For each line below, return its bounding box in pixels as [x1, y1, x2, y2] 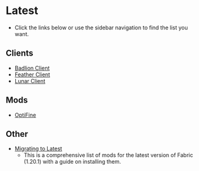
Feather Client [14, 71, 50, 78]
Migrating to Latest [14, 145, 62, 153]
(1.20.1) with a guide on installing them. [23, 158, 121, 166]
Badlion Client [14, 64, 50, 71]
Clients [5, 48, 34, 59]
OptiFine [14, 111, 37, 118]
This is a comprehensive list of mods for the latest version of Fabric [23, 151, 194, 159]
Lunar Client [14, 77, 46, 84]
